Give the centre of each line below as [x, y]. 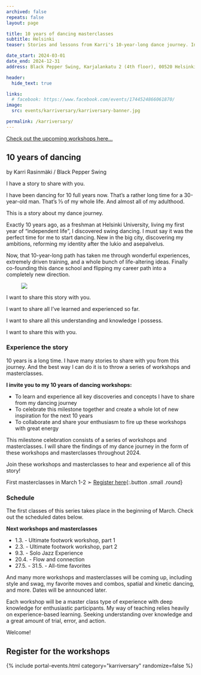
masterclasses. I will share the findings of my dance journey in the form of [98, 446]
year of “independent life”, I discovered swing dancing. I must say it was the [100, 231]
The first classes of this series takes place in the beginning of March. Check [100, 511]
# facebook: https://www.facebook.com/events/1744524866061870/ [93, 99]
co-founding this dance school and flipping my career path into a [86, 268]
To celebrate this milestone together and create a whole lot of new [97, 409]
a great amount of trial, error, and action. [56, 621]
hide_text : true [32, 83]
